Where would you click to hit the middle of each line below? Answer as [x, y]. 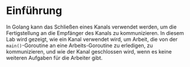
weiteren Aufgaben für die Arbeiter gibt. [54, 58]
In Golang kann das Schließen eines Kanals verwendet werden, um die [91, 27]
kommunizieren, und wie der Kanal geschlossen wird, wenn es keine [89, 51]
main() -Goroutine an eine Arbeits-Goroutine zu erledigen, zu [79, 45]
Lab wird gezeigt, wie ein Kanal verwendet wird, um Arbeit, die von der [92, 39]
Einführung [34, 11]
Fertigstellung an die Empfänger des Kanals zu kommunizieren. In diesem [95, 33]
